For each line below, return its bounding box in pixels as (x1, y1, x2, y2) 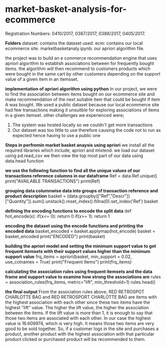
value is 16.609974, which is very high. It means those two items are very (5, 320, 155, 326)
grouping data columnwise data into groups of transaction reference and (5, 187, 159, 193)
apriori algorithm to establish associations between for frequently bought (5, 60, 155, 66)
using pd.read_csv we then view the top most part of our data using (5, 153, 144, 159)
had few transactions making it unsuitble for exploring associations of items (5, 107, 160, 113)
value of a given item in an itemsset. (5, 76, 79, 82)
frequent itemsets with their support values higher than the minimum (5, 248, 151, 254)
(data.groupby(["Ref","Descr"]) (66, 193, 130, 199)
